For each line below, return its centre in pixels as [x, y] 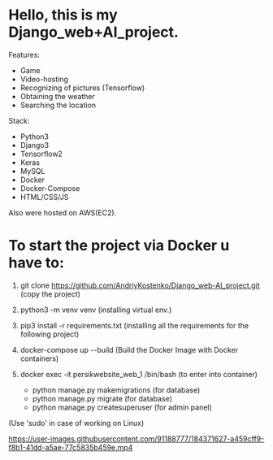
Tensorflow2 [41, 154]
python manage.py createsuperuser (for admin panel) [122, 407]
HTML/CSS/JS [44, 197]
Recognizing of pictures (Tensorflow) [82, 88]
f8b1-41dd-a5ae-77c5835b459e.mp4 [71, 447]
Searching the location [58, 105]
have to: [37, 263]
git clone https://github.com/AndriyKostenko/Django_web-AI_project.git [140, 285]
